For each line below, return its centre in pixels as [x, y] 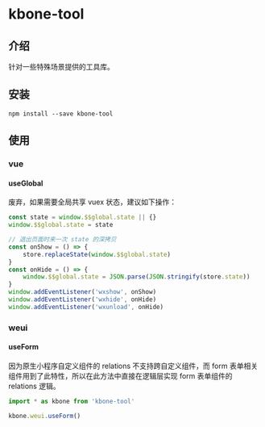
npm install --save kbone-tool [61, 114]
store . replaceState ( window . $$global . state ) [97, 254]
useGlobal [26, 183]
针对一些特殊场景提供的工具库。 [61, 67]
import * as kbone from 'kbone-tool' [72, 401]
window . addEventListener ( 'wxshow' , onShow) [83, 292]
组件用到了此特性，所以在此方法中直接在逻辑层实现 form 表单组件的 [120, 375]
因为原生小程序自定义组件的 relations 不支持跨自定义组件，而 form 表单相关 [133, 366]
